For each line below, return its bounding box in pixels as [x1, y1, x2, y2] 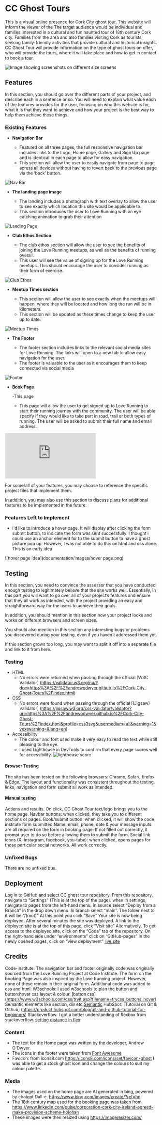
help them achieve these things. [5, 112, 69, 118]
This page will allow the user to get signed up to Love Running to [19, 403, 148, 409]
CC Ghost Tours [5, 3, 70, 14]
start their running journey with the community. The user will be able [19, 408, 156, 414]
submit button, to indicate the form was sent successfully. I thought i [12, 530, 149, 536]
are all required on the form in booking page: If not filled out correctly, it [5, 826, 147, 832]
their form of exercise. [19, 268, 64, 274]
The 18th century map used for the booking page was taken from [12, 1099, 142, 1105]
